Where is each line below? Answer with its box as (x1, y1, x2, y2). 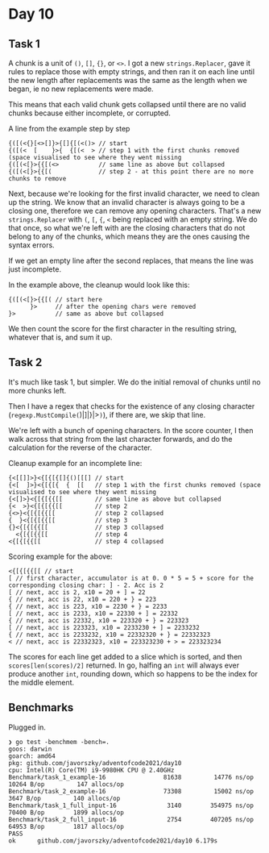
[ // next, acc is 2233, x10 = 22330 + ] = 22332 (8, 610, 179, 618)
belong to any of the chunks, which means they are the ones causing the (8, 231, 250, 241)
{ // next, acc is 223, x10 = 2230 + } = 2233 (8, 602, 168, 610)
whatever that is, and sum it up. (8, 332, 113, 342)
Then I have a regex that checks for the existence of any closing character (8, 401, 255, 411)
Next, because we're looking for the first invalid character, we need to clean (8, 189, 260, 198)
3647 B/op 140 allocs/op (8, 794, 121, 802)
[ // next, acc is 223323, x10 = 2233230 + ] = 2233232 (8, 623, 200, 631)
